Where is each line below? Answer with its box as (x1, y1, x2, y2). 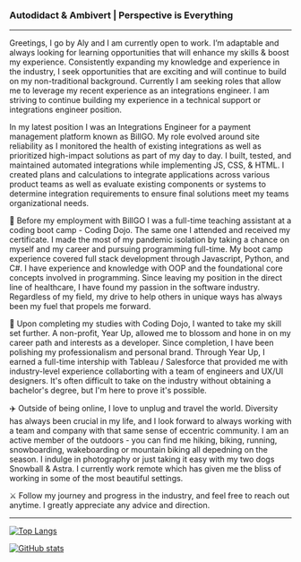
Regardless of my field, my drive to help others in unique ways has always (9, 291, 283, 302)
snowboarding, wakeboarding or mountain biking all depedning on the (9, 445, 269, 455)
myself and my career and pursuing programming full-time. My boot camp (9, 244, 284, 255)
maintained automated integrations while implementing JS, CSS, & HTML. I (9, 160, 285, 170)
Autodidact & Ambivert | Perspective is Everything (9, 9, 234, 22)
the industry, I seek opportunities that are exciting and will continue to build (9, 66, 287, 77)
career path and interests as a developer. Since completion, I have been (9, 337, 274, 349)
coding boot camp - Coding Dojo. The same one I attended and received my (9, 225, 291, 236)
